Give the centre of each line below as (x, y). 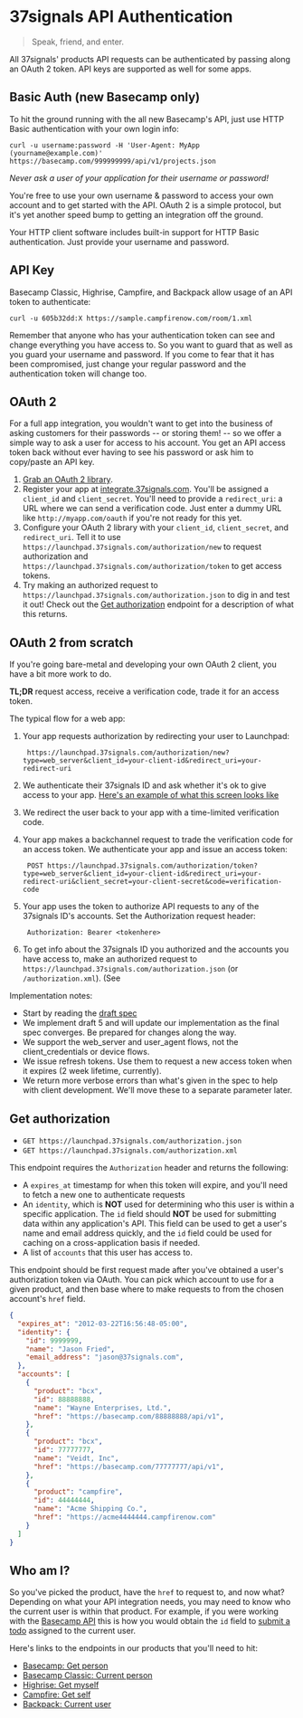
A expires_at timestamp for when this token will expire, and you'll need (155, 1185)
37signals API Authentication (121, 17)
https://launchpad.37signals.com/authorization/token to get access (152, 566)
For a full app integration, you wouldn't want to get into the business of (141, 423)
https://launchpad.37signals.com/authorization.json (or (130, 969)
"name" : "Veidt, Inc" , (76, 1458)
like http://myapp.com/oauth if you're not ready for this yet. (132, 518)
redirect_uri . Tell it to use (72, 537)
